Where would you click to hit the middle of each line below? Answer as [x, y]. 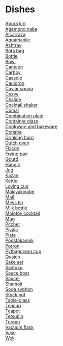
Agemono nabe [21, 29]
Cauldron [15, 83]
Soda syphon [19, 289]
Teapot [13, 311]
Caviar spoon [19, 88]
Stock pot [15, 294]
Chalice [13, 99]
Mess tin [14, 202]
